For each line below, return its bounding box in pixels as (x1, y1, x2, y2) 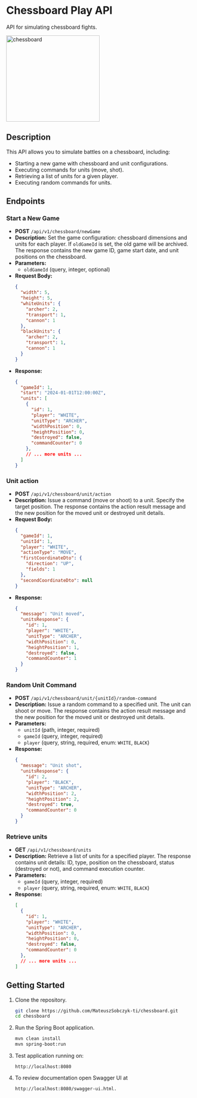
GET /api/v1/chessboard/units (14, 846, 91, 853)
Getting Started (6, 981, 65, 991)
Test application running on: (14, 1052, 84, 1060)
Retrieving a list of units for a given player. (14, 172, 118, 180)
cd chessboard (14, 1013, 50, 1019)
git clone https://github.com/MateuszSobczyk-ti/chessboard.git (14, 1007, 178, 1013)
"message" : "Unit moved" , (20, 611, 85, 617)
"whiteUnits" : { (20, 301, 61, 307)
